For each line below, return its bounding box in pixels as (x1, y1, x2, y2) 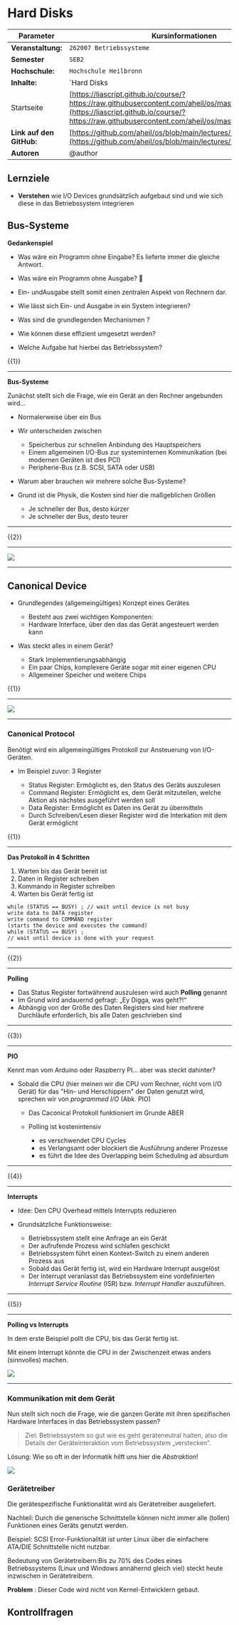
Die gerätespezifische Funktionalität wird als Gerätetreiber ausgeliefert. (7, 1500, 216, 1509)
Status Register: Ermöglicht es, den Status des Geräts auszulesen (28, 780, 221, 789)
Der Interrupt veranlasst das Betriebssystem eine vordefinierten (28, 1272, 216, 1280)
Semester (11, 54, 45, 64)
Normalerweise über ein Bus (17, 412, 102, 421)
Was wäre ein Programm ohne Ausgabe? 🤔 (17, 273, 144, 283)
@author (69, 148, 98, 158)
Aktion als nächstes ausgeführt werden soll (28, 796, 155, 804)
